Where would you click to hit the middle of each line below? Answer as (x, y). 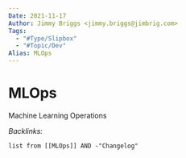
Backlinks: (25, 131)
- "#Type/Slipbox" (47, 38)
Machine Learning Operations (58, 115)
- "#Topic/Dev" (41, 46)
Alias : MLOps (30, 53)
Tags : (17, 31)
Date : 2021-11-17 (37, 16)
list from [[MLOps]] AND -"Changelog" (73, 146)
